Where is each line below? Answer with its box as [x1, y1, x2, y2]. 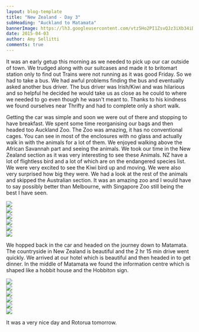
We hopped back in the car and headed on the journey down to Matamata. [6, 241, 188, 248]
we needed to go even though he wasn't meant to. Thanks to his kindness [6, 95, 187, 103]
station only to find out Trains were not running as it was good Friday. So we [6, 71, 192, 78]
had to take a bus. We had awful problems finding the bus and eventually [6, 76, 184, 84]
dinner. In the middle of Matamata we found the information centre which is [6, 260, 190, 267]
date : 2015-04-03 [6, 31, 49, 37]
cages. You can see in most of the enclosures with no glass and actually [6, 132, 182, 139]
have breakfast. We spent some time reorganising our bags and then [6, 120, 174, 127]
